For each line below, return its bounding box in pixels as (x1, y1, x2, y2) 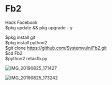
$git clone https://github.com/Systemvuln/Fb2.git (5, 45, 107, 51)
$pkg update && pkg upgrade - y (5, 24, 73, 30)
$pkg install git (5, 34, 36, 40)
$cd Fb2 (5, 50, 22, 56)
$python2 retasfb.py (5, 55, 47, 61)
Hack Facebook (5, 19, 37, 25)
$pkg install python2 (5, 39, 47, 45)
